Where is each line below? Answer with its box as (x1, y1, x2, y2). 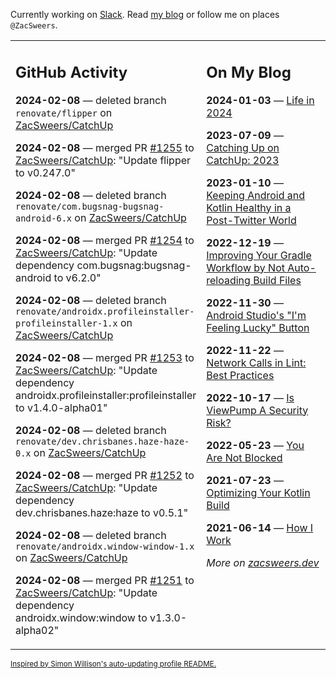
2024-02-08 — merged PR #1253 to (15, 350, 195, 364)
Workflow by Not (206, 260, 285, 274)
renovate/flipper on (15, 105, 113, 119)
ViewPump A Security (206, 403, 309, 417)
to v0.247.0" (15, 165, 76, 179)
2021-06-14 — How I (206, 520, 314, 534)
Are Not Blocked (206, 450, 283, 464)
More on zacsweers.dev (206, 555, 320, 569)
